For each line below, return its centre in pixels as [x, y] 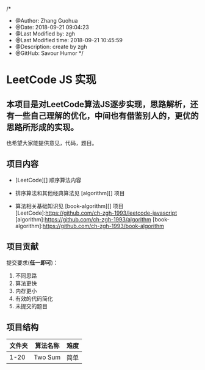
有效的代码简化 [34, 298]
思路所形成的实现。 [42, 127]
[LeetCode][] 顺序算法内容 [48, 180]
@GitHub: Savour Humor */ [49, 53]
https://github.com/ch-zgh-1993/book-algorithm [103, 226]
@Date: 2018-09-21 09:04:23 [52, 27]
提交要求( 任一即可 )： [33, 262]
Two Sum [47, 357]
